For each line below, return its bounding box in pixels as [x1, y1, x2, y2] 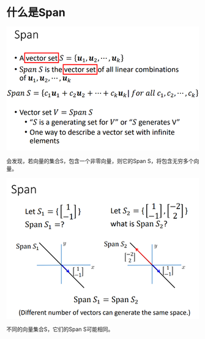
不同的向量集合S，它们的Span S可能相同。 [6, 326, 114, 333]
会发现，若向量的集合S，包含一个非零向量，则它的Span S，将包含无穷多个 [6, 157, 194, 164]
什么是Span [6, 6, 65, 20]
